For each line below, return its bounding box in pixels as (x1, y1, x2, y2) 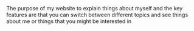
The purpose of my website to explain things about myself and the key (6, 5, 183, 12)
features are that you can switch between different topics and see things (6, 11, 189, 18)
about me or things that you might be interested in (6, 18, 132, 25)
